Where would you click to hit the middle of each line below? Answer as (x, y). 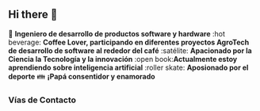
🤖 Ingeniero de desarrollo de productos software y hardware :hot (117, 33)
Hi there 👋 (33, 15)
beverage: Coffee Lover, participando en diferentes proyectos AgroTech (129, 42)
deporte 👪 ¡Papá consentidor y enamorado (82, 76)
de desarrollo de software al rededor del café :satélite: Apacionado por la (130, 50)
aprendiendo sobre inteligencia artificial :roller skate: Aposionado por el (128, 67)
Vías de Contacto (42, 100)
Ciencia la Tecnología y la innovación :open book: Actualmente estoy (123, 59)
